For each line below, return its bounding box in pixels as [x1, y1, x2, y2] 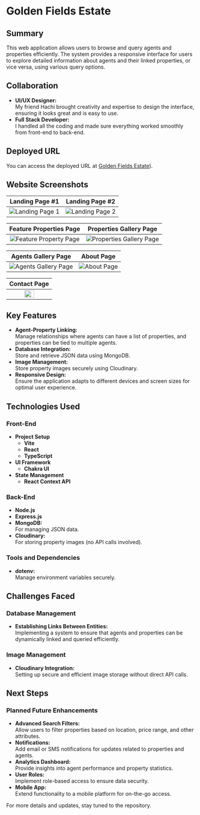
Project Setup [14, 433, 50, 440]
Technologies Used [6, 401, 80, 412]
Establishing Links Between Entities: [14, 623, 108, 630]
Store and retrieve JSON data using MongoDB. [14, 352, 131, 359]
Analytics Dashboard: [14, 758, 71, 766]
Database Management [6, 609, 76, 618]
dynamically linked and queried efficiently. [14, 636, 120, 643]
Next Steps [6, 688, 49, 698]
